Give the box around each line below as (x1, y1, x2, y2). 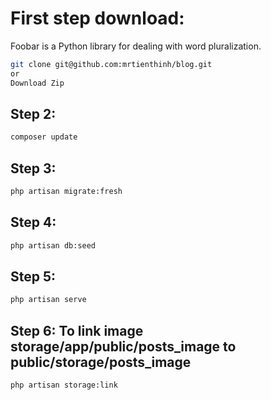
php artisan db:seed (10, 240, 97, 251)
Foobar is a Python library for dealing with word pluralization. (10, 40, 262, 52)
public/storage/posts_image (10, 353, 192, 371)
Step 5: (10, 268, 57, 286)
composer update (10, 132, 78, 142)
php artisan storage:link (10, 380, 118, 391)
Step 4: (10, 214, 57, 231)
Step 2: (10, 105, 57, 122)
